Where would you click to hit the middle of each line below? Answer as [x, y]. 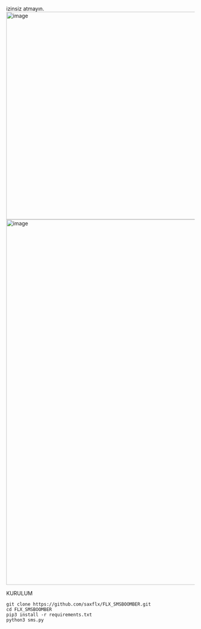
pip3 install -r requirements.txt [49, 615]
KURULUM [19, 593]
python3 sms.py [25, 620]
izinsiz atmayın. [25, 9]
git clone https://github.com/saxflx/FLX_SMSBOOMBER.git [79, 604]
